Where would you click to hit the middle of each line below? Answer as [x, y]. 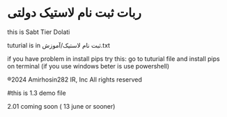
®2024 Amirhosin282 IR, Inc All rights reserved [75, 79]
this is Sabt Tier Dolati [39, 32]
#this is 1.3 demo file [37, 93]
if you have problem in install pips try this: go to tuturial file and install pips [114, 58]
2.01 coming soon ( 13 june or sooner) [61, 106]
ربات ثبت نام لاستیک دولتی [74, 13]
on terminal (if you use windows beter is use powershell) [88, 66]
